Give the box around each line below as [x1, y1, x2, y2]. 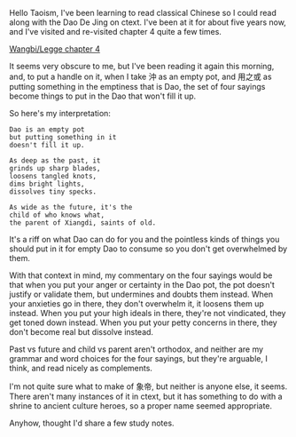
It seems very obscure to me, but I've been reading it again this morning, [9, 61, 275, 71]
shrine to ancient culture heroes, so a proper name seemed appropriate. [9, 401, 273, 411]
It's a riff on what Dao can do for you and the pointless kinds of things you [9, 234, 280, 244]
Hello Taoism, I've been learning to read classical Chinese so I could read [9, 8, 277, 18]
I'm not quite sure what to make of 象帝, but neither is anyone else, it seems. [9, 381, 288, 392]
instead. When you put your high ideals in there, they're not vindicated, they [9, 308, 286, 318]
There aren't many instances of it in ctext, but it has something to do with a [9, 391, 283, 401]
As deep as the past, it [9, 156, 101, 165]
